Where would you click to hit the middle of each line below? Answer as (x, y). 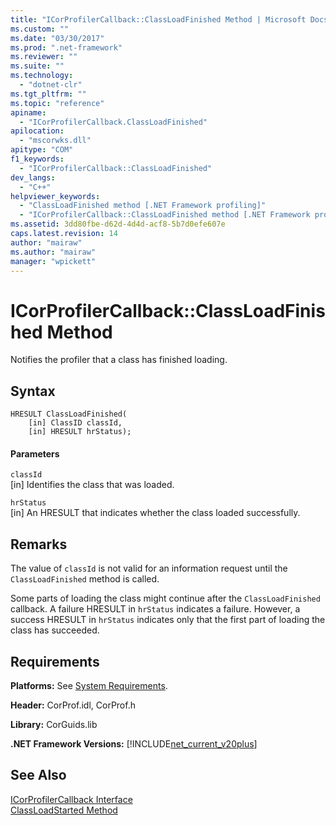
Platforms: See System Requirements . (89, 685)
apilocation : (37, 131)
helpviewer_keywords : (55, 196)
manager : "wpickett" (53, 261)
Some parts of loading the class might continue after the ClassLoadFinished (165, 598)
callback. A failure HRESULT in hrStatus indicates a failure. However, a (155, 609)
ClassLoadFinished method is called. (85, 579)
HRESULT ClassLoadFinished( (69, 414)
